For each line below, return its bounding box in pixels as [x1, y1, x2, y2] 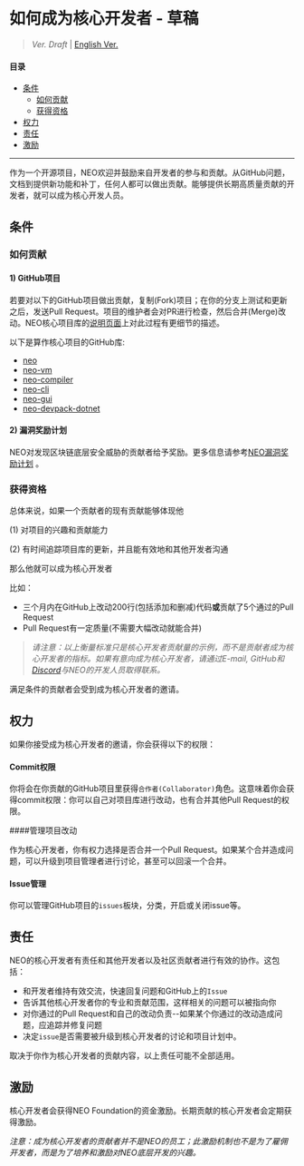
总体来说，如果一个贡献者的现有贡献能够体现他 [9, 505, 184, 516]
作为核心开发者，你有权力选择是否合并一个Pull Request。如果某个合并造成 [9, 845, 286, 856]
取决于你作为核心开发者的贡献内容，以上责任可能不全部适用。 [9, 1050, 240, 1062]
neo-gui [22, 393, 52, 404]
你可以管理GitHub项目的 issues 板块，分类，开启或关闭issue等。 [9, 900, 246, 911]
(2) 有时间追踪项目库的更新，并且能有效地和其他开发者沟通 [9, 544, 229, 554]
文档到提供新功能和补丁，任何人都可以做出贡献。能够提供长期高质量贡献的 [9, 179, 287, 190]
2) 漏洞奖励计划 [9, 425, 68, 436]
